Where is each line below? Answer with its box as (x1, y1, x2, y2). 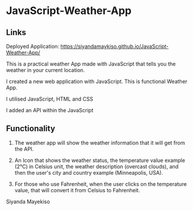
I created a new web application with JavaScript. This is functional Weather (6, 78, 188, 85)
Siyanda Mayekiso (6, 198, 50, 205)
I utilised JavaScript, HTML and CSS (6, 95, 94, 102)
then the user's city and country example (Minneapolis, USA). (14, 169, 163, 176)
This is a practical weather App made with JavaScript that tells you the (6, 60, 176, 67)
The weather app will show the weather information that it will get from (14, 139, 185, 146)
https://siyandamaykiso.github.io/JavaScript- (60, 43, 169, 50)
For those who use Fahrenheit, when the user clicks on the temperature (14, 180, 187, 188)
